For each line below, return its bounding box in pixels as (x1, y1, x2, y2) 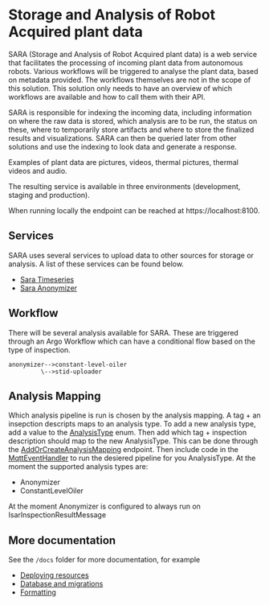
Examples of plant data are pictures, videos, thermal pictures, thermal (8, 157, 239, 167)
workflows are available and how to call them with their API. (8, 92, 206, 101)
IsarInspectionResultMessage (8, 510, 107, 520)
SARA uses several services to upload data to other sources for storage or (8, 250, 255, 260)
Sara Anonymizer (19, 283, 78, 293)
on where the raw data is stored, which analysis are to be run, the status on (8, 116, 258, 126)
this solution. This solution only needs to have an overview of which (8, 83, 233, 93)
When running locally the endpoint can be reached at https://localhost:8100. (8, 205, 260, 215)
